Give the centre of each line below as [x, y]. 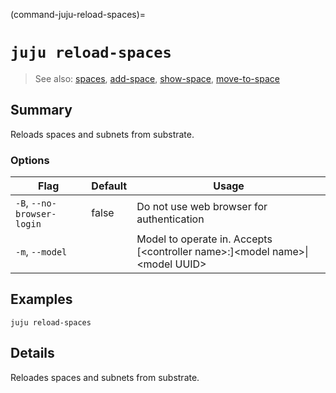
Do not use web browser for [202, 207]
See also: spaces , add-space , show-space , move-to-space [157, 78]
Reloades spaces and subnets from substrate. [105, 377]
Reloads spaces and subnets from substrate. [102, 134]
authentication [170, 219]
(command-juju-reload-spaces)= [78, 14]
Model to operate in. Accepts [204, 239]
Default [109, 186]
